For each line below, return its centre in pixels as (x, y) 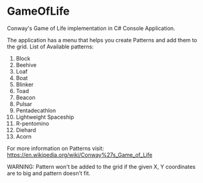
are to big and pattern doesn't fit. (49, 173)
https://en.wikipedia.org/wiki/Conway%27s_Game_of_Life (80, 155)
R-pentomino (33, 123)
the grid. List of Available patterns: (50, 47)
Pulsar (24, 104)
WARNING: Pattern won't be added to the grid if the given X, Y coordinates (101, 166)
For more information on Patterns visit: (56, 148)
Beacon (25, 97)
